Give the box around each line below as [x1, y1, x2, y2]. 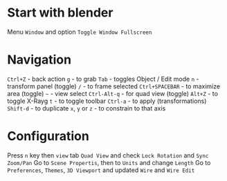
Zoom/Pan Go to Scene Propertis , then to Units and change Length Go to [7, 158, 211, 166]
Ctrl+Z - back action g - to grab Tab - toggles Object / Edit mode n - [7, 75, 199, 83]
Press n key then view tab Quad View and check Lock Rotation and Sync [7, 151, 209, 160]
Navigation [7, 52, 71, 68]
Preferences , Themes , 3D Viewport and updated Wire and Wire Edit [7, 166, 195, 174]
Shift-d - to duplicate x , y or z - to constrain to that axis [7, 104, 166, 112]
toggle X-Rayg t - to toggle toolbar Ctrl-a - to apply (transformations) [7, 97, 207, 105]
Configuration [7, 128, 90, 144]
